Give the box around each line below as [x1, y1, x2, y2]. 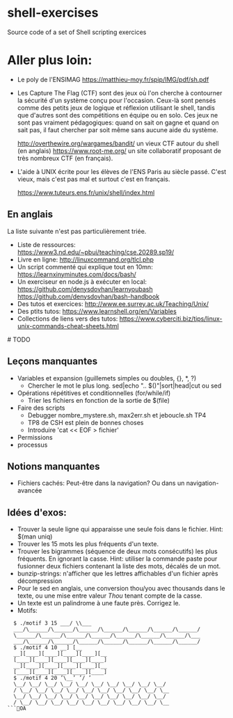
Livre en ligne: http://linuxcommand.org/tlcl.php [17, 255, 154, 264]
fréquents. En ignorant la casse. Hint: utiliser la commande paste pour [17, 555, 218, 563]
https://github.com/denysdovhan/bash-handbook [17, 292, 160, 301]
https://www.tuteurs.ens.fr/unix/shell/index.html [17, 188, 155, 196]
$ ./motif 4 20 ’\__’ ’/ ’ [13, 675, 92, 682]
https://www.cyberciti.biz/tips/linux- [119, 314, 223, 323]
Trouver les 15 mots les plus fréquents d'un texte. [17, 540, 159, 548]
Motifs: [17, 607, 38, 615]
